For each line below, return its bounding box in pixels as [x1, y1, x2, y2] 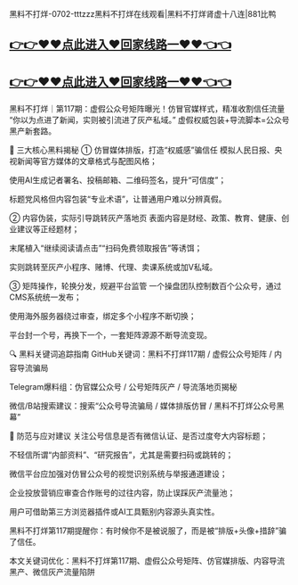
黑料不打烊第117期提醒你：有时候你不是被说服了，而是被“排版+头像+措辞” [9, 525, 279, 536]
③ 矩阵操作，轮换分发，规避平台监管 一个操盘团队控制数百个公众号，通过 [9, 281, 282, 292]
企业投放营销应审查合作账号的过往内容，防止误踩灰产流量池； [9, 488, 236, 498]
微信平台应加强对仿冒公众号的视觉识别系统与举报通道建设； [9, 468, 228, 480]
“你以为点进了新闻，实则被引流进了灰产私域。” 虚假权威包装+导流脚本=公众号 [9, 115, 290, 126]
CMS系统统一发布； [9, 292, 82, 302]
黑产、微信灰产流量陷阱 [9, 566, 95, 578]
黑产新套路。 [9, 126, 56, 136]
